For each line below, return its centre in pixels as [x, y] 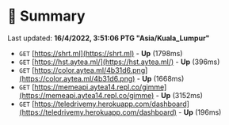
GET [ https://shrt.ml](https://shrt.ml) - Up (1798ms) [101, 53]
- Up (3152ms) [179, 95]
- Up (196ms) [200, 112]
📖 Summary [46, 16]
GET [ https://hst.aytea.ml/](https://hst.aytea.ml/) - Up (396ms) [119, 62]
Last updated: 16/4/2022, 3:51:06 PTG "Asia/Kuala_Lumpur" [109, 38]
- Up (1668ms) [160, 78]
